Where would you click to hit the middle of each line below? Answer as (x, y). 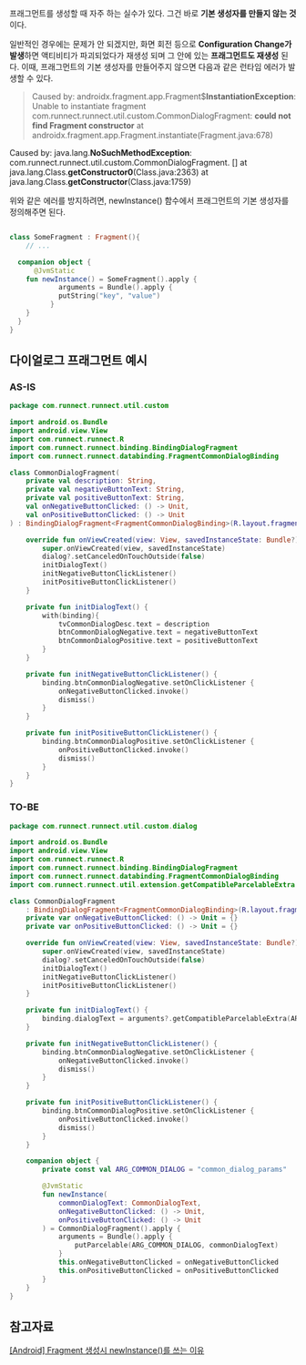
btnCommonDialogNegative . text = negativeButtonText (158, 632)
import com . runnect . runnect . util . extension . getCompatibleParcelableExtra (153, 885)
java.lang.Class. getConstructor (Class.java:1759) (101, 182)
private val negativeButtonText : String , (105, 490)
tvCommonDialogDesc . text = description (133, 624)
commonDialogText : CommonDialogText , (130, 1203)
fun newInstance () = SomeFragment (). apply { (112, 279)
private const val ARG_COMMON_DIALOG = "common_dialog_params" (164, 1170)
